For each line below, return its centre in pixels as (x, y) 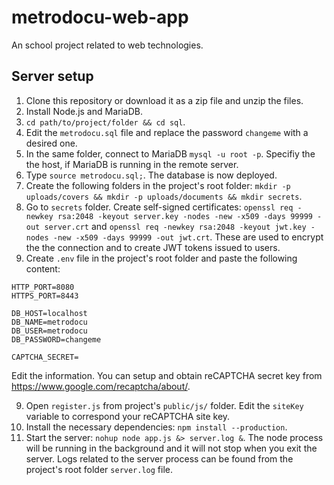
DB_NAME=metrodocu (49, 322)
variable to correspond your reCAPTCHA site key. (128, 416)
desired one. (51, 143)
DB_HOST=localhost (49, 313)
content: (43, 268)
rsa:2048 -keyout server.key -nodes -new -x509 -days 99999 (185, 216)
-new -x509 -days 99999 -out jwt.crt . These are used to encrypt (188, 237)
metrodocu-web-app (100, 17)
